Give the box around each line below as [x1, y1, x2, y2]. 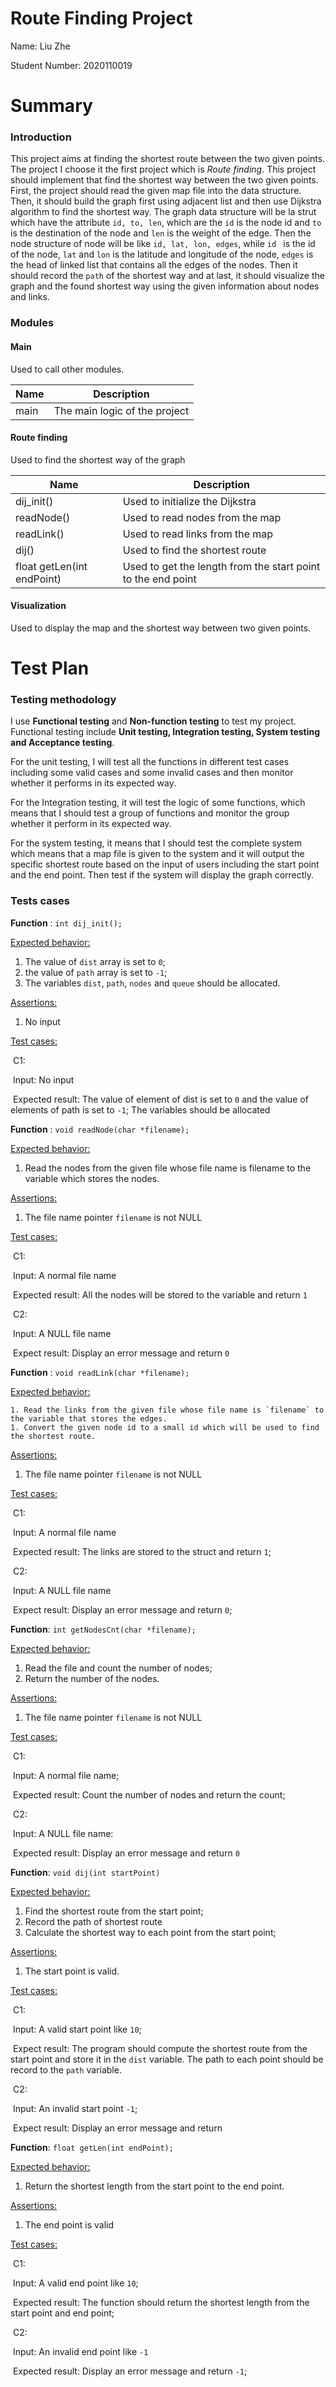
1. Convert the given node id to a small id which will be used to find [10, 1422, 320, 1432]
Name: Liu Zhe [10, 40, 71, 52]
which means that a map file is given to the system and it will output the [10, 848, 305, 860]
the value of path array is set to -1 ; [24, 966, 168, 978]
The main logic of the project [53, 403, 190, 417]
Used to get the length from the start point [122, 559, 321, 573]
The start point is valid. [24, 1965, 120, 1977]
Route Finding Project [10, 7, 193, 30]
